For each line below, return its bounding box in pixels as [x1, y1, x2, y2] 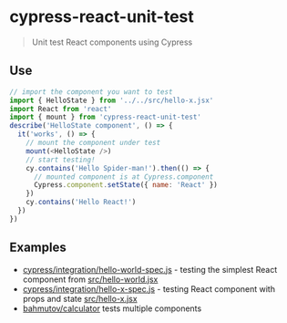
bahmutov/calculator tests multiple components [22, 303, 202, 314]
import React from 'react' [9, 104, 112, 113]
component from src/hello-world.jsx [22, 274, 159, 285]
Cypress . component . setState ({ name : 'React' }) [33, 181, 219, 190]
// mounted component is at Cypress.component [33, 172, 214, 182]
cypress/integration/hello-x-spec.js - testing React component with [22, 283, 276, 294]
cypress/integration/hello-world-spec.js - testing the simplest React [22, 264, 278, 275]
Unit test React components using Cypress [31, 36, 193, 47]
